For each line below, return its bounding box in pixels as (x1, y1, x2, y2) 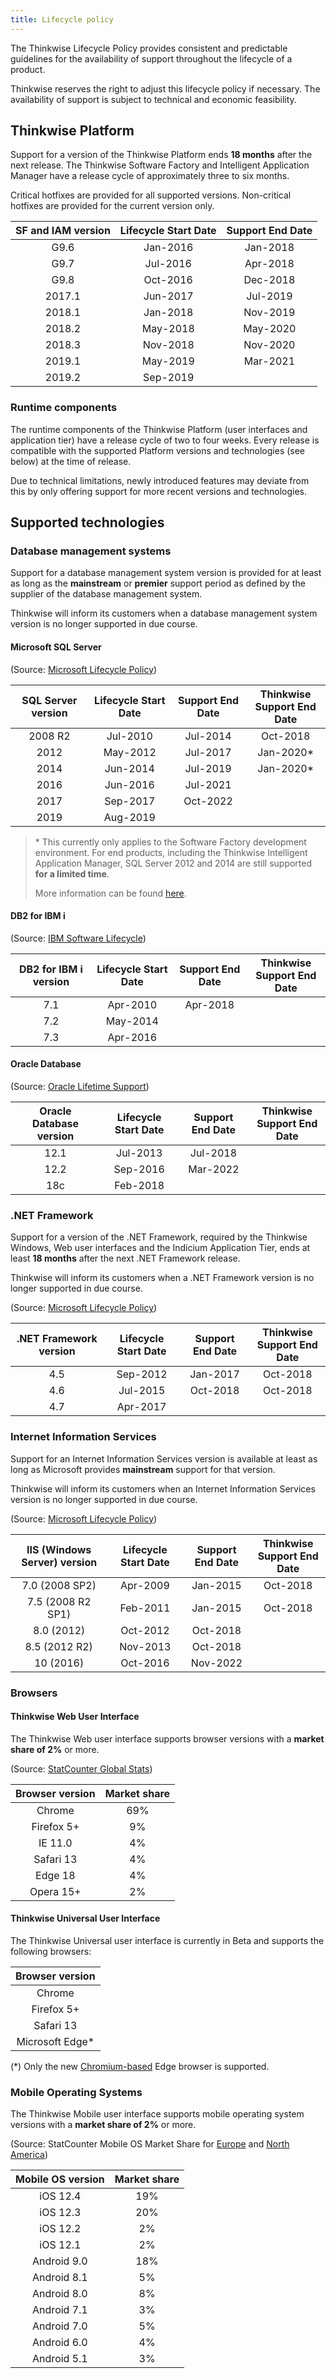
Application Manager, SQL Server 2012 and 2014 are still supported (34, 857, 313, 869)
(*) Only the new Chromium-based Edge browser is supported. (10, 2060, 270, 2072)
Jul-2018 (189, 1146, 238, 1160)
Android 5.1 (32, 2352, 88, 2366)
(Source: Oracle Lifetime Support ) (10, 1081, 150, 1093)
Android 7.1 (32, 2303, 88, 2317)
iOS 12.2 (39, 2222, 82, 2236)
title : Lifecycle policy (10, 14, 114, 25)
